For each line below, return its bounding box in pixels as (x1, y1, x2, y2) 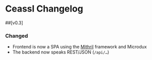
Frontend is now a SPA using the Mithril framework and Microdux (12, 44, 147, 50)
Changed (5, 32, 29, 39)
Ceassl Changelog (5, 3, 84, 15)
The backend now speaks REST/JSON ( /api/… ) (12, 49, 109, 55)
